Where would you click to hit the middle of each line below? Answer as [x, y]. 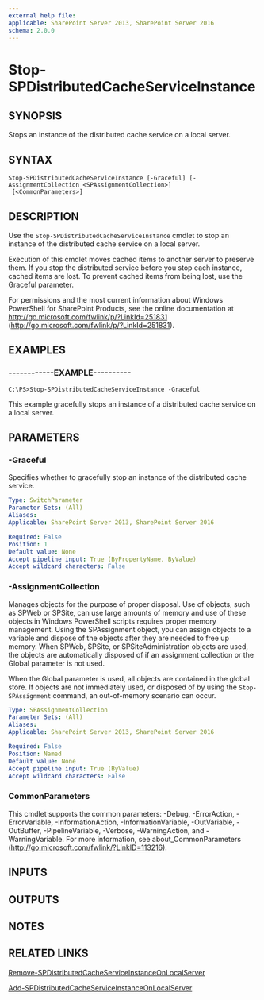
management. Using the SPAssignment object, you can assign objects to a [130, 629]
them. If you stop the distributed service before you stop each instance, [125, 268]
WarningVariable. [36, 839]
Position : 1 [28, 544]
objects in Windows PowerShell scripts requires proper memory [112, 621]
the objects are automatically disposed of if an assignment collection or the [131, 654]
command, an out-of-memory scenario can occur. [134, 695]
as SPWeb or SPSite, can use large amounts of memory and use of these [127, 612]
